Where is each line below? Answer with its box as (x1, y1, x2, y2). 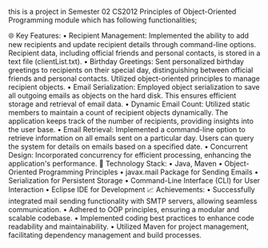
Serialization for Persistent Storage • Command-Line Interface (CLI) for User (8, 176, 261, 185)
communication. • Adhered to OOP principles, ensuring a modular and (8, 205, 240, 214)
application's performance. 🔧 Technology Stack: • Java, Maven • (8, 159, 223, 168)
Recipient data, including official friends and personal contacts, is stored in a (8, 48, 261, 58)
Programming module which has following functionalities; (8, 15, 198, 25)
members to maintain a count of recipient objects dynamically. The (8, 108, 229, 117)
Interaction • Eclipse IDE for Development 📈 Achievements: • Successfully (8, 185, 255, 194)
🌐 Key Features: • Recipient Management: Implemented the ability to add (8, 31, 250, 40)
